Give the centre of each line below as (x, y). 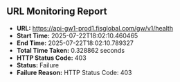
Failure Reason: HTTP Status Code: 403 (74, 72)
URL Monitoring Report (57, 11)
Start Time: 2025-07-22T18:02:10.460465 (77, 35)
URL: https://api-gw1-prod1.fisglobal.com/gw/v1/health (95, 28)
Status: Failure (38, 65)
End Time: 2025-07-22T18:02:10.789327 (75, 43)
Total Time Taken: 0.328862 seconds (71, 50)
